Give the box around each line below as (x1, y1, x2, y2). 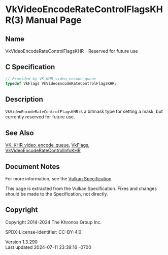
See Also (5, 129, 34, 137)
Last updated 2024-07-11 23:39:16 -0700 (5, 244, 91, 250)
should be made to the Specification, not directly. (5, 191, 108, 197)
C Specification (5, 62, 55, 72)
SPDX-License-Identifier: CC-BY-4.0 (5, 229, 82, 235)
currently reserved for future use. (5, 114, 75, 120)
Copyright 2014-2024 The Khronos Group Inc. (5, 219, 102, 225)
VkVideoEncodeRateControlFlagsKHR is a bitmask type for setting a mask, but (5, 108, 163, 115)
